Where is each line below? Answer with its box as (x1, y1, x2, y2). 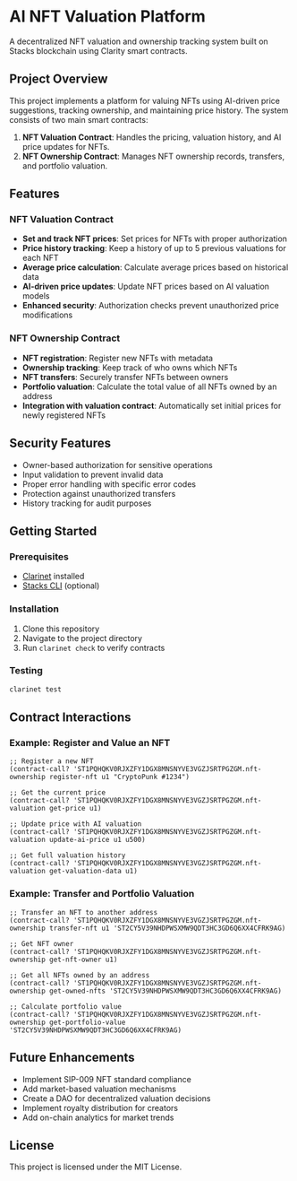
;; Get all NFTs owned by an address (9, 970, 150, 979)
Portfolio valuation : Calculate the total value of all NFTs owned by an (21, 381, 277, 392)
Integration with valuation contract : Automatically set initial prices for (21, 400, 282, 411)
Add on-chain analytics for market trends (21, 1112, 174, 1123)
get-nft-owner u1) (48, 955, 118, 964)
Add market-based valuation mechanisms (21, 1083, 177, 1094)
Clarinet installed (21, 571, 85, 582)
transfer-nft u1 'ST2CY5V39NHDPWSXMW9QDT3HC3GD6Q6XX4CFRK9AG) (48, 924, 286, 933)
